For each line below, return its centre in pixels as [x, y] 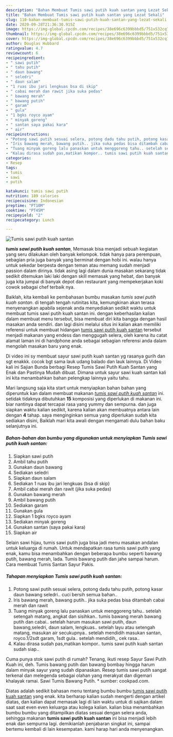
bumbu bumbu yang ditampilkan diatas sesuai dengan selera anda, [77, 713]
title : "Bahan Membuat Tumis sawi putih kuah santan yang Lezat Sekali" [85, 15]
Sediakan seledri [31, 473]
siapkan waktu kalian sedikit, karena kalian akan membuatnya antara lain [83, 410]
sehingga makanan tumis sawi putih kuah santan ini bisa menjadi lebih [81, 718]
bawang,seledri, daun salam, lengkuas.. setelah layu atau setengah [84, 628]
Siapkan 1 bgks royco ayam [42, 516]
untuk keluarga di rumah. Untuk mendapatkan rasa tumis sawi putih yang [83, 548]
